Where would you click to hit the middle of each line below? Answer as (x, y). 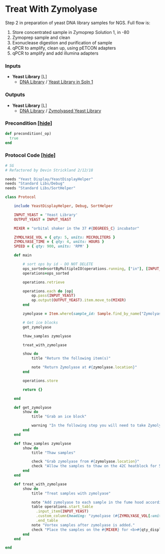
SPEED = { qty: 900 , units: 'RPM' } (52, 246)
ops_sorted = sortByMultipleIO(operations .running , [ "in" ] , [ (85, 269)
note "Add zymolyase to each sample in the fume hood (87, 502)
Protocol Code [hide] (30, 155)
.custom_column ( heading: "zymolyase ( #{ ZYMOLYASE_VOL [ (93, 516)
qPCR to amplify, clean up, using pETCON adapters (64, 48)
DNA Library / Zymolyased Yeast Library (60, 111)
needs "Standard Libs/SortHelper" (41, 188)
